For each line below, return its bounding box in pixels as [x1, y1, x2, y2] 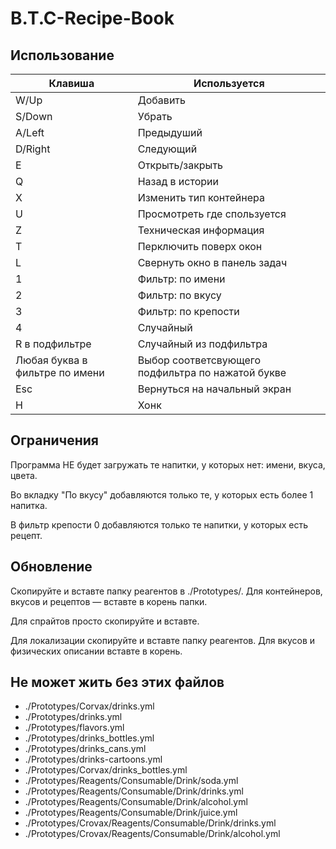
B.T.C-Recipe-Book [10, 7, 175, 30]
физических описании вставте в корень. [10, 645, 183, 657]
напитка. [10, 499, 48, 511]
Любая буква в [15, 353, 88, 367]
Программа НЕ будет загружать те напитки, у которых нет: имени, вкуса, [10, 458, 326, 471]
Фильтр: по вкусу [137, 288, 222, 302]
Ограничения [10, 432, 99, 449]
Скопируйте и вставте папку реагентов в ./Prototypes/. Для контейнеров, [10, 585, 323, 597]
